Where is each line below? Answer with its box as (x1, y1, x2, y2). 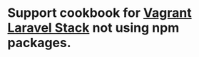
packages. (7, 35, 71, 51)
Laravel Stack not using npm (7, 20, 180, 36)
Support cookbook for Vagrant (7, 5, 192, 21)
